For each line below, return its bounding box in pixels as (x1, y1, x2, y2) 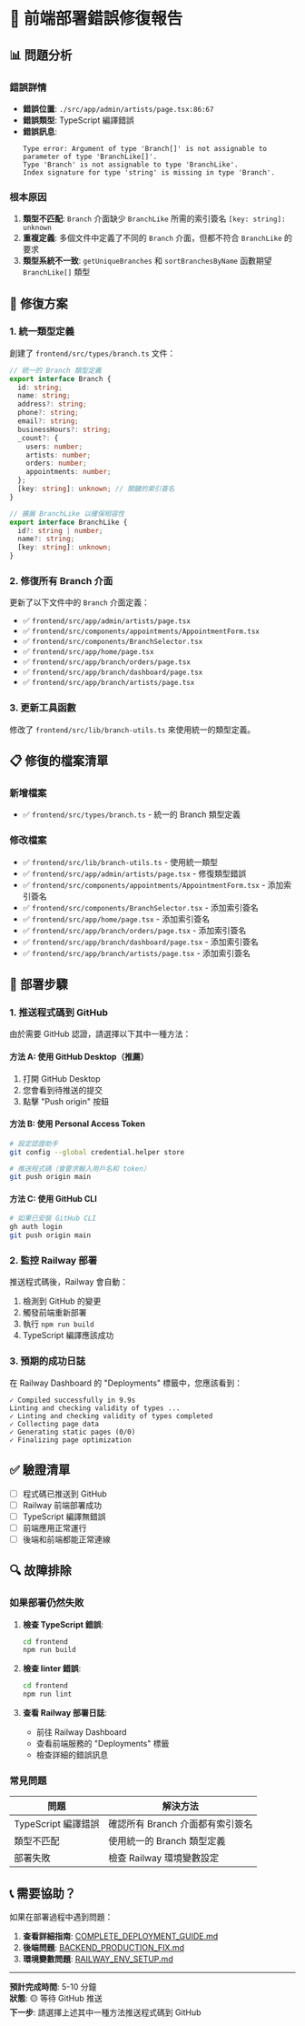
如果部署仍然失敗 (9, 1597, 84, 1609)
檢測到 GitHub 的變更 (22, 1295, 102, 1306)
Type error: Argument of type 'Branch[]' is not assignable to (22, 144, 268, 153)
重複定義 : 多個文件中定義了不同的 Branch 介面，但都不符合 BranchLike (22, 233, 283, 244)
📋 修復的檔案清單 (9, 753, 109, 769)
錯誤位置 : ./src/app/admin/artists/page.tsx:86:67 (22, 103, 214, 114)
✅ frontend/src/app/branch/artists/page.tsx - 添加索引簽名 (22, 947, 251, 958)
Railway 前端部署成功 (22, 1499, 103, 1510)
